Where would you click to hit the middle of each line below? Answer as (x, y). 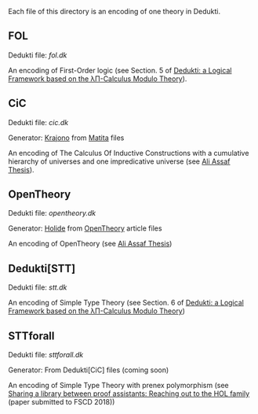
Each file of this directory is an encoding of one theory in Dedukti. (114, 11)
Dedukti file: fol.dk (38, 55)
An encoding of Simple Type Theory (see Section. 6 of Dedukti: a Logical (126, 303)
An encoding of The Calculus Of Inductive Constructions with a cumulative (129, 153)
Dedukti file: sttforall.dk (46, 355)
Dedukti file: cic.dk (38, 122)
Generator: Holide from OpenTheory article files (85, 228)
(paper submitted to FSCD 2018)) (62, 402)
